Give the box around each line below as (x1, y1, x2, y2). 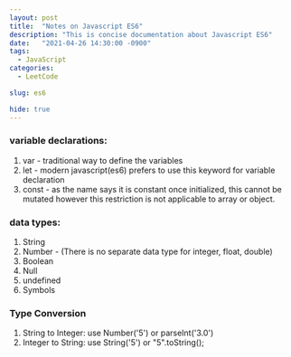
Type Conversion (9, 307, 87, 320)
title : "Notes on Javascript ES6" (9, 22, 144, 31)
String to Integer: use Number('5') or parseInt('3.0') (22, 327, 214, 339)
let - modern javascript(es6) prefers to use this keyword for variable (22, 164, 276, 175)
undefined (22, 275, 61, 286)
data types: (9, 216, 61, 229)
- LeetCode (17, 72, 59, 81)
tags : (9, 47, 30, 56)
